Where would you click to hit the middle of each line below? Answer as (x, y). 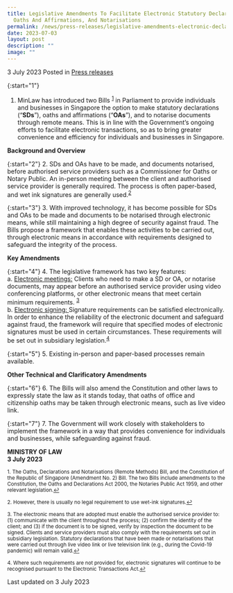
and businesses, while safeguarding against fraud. (79, 438)
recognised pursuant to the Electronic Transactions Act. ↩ (76, 569)
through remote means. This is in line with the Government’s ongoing (115, 122)
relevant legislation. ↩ (33, 490)
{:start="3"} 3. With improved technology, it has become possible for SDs (112, 208)
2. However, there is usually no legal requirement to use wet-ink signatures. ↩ (100, 502)
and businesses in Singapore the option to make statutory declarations (118, 108)
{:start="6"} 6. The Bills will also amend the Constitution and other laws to (113, 388)
